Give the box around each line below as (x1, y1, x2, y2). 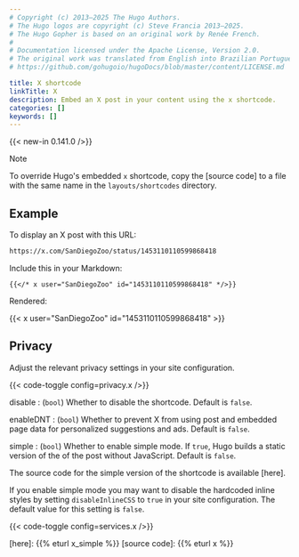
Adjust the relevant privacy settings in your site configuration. (9, 362, 235, 373)
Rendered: (9, 295, 47, 306)
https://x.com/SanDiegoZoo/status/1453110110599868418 (9, 246, 217, 256)
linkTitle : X (9, 86, 58, 96)
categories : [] (9, 103, 66, 112)
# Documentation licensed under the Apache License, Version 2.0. (9, 46, 261, 55)
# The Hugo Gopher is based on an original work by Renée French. (9, 29, 261, 38)
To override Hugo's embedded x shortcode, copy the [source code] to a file (9, 171, 287, 182)
